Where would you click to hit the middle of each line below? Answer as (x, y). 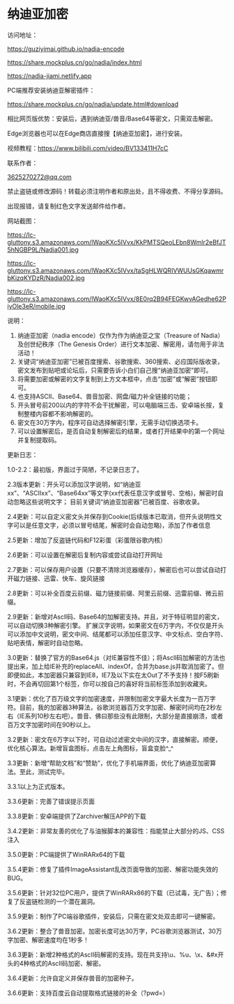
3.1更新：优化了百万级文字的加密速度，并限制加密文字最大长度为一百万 (109, 698)
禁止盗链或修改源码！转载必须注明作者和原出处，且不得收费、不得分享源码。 (117, 191)
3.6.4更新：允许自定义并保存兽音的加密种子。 (72, 978)
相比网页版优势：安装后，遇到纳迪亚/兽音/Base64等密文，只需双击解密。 (112, 118)
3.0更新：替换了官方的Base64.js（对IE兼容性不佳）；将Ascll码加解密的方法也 (116, 657)
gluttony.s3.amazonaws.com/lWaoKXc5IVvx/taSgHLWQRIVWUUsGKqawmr (116, 270)
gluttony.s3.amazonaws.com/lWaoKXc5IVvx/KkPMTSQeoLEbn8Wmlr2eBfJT (117, 242)
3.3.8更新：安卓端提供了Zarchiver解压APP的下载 (77, 816)
